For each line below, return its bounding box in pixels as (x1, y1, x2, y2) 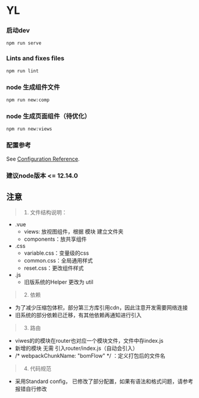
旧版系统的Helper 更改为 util (23, 278, 94, 286)
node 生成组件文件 (6, 82, 60, 91)
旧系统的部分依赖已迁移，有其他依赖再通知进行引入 (14, 311, 142, 319)
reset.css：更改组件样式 (23, 264, 84, 272)
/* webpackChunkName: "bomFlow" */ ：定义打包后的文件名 (14, 352, 165, 359)
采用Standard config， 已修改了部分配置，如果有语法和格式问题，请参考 (14, 378, 194, 385)
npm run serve (6, 40, 42, 46)
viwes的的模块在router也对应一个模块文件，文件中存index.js (14, 337, 164, 344)
